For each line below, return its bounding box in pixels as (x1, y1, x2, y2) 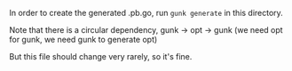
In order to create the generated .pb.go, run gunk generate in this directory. (9, 8, 284, 18)
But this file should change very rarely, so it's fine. (9, 51, 193, 61)
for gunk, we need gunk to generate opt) (9, 35, 158, 44)
